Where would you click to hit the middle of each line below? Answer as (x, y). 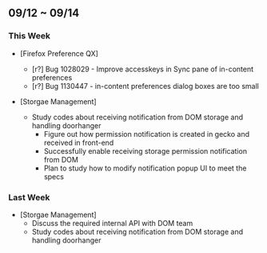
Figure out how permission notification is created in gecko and (147, 134)
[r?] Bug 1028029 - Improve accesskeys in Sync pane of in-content (143, 69)
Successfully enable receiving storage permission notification (145, 151)
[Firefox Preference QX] (59, 53)
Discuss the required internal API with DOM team (112, 223)
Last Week (29, 197)
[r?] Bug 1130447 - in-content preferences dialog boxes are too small (145, 86)
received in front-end (79, 143)
